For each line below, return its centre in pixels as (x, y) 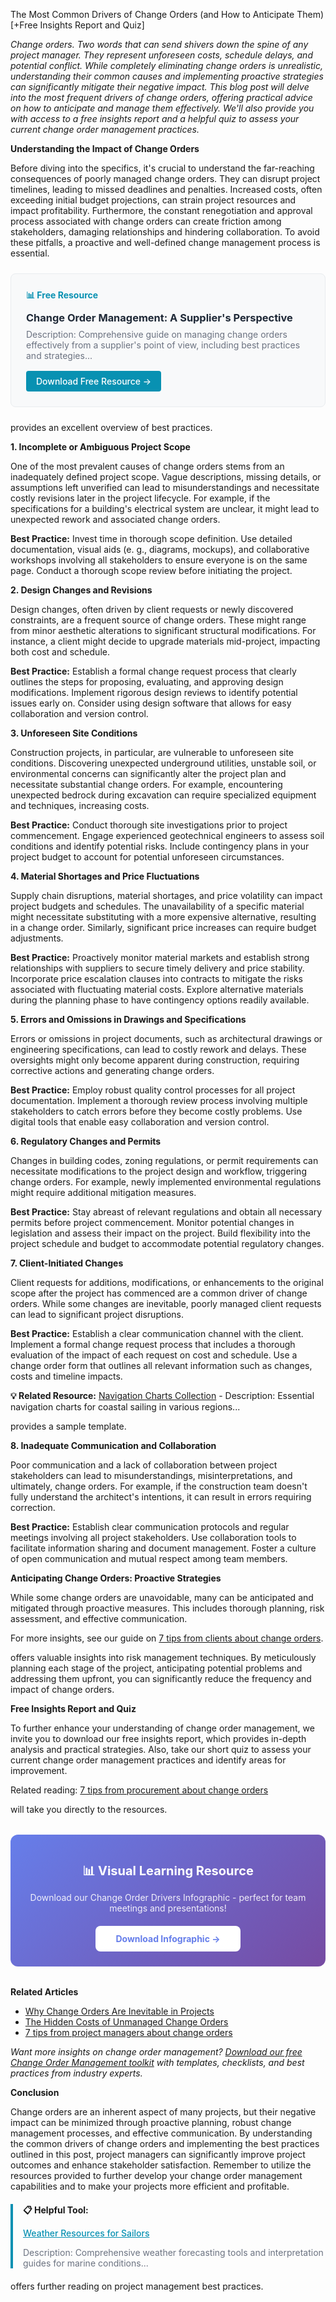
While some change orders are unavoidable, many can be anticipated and (162, 1597)
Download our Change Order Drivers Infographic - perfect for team (168, 1897)
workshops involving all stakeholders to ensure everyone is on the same (159, 560)
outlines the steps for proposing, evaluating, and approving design (147, 682)
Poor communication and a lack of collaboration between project (144, 1465)
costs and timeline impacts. (66, 1376)
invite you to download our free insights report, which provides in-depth (158, 1738)
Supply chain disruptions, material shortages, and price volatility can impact (166, 895)
